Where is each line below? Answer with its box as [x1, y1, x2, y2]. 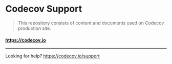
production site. [17, 25, 51, 31]
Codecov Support [5, 3, 82, 15]
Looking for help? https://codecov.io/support [5, 53, 100, 59]
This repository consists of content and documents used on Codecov [17, 20, 164, 26]
